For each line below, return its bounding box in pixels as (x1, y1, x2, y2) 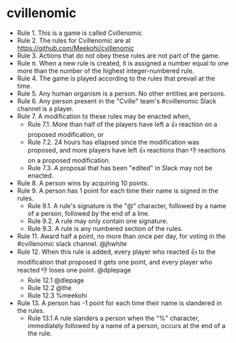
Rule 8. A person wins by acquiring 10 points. (16, 178, 149, 187)
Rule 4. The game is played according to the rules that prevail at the (16, 73, 215, 83)
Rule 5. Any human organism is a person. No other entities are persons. (16, 89, 226, 98)
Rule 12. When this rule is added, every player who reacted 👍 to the (16, 247, 216, 256)
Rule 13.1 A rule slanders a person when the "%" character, (27, 314, 200, 322)
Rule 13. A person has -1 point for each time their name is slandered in (16, 298, 222, 307)
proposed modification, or (27, 130, 104, 138)
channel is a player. (16, 104, 74, 113)
